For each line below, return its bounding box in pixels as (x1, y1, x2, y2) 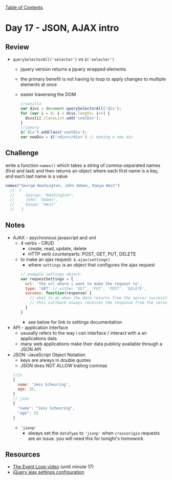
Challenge (5, 148, 39, 158)
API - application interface (12, 324, 68, 331)
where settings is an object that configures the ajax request (28, 261, 155, 268)
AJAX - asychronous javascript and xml (12, 234, 96, 241)
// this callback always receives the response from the (30, 300, 154, 306)
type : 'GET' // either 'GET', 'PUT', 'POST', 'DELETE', (25, 286, 147, 291)
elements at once (20, 81, 57, 88)
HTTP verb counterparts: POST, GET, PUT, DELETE (28, 251, 137, 257)
